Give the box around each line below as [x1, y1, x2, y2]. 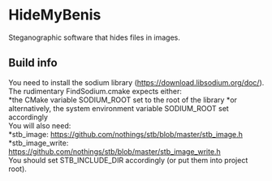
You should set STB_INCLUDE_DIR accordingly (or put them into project [8, 155, 248, 165]
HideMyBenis [8, 6, 101, 24]
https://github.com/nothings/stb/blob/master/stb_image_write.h [8, 146, 221, 156]
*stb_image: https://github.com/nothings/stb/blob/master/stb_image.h [8, 129, 244, 139]
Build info [8, 56, 58, 70]
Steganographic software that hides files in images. [8, 32, 181, 42]
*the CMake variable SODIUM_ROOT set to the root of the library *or [8, 95, 238, 105]
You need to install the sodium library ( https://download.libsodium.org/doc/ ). [8, 77, 265, 87]
